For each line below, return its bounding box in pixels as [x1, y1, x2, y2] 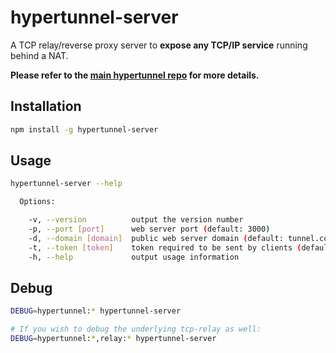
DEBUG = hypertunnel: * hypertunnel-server [10, 306, 182, 316]
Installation [10, 98, 82, 115]
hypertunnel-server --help [10, 179, 123, 189]
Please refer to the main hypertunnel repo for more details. [10, 69, 260, 81]
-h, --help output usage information [28, 252, 240, 262]
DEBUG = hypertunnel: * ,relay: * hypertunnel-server [10, 334, 217, 344]
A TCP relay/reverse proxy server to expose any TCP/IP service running [10, 39, 308, 51]
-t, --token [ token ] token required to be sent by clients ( [28, 242, 302, 253]
